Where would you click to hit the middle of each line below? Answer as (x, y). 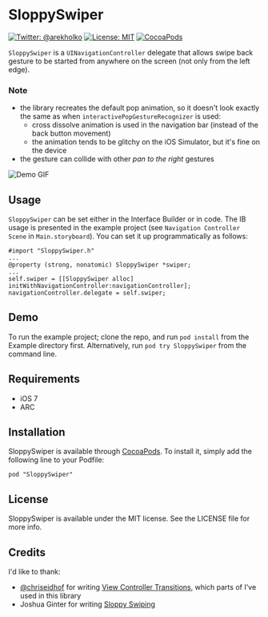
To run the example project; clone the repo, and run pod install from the (129, 337)
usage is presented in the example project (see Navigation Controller (124, 228)
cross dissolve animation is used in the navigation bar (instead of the (145, 125)
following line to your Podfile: (56, 460)
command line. (33, 354)
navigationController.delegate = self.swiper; (87, 293)
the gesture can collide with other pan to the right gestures (117, 159)
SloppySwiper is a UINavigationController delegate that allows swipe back (131, 52)
